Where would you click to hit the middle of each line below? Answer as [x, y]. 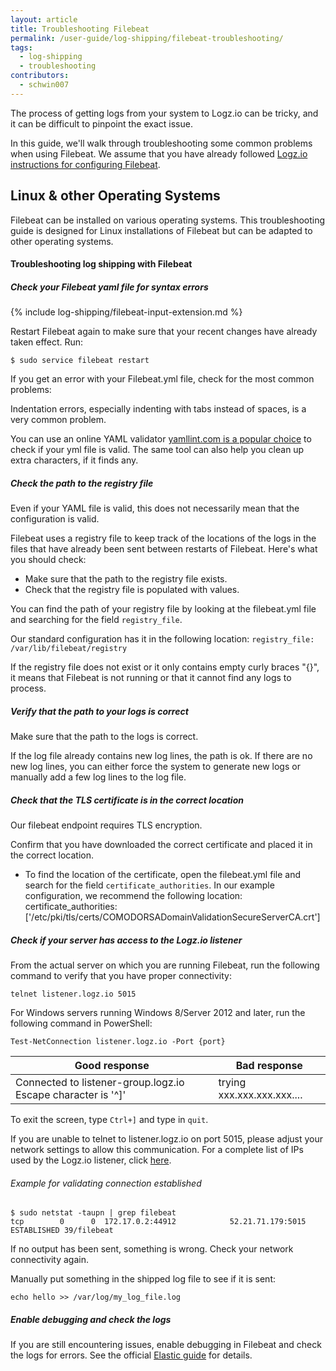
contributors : [40, 76]
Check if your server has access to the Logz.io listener [126, 940]
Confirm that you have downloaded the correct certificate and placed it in [161, 845]
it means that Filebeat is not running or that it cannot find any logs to [151, 678]
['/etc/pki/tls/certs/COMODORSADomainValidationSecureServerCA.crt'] [172, 917]
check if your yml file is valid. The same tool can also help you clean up [157, 450]
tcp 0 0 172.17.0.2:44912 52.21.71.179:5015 [158, 1222]
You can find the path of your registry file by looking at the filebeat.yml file [163, 609]
